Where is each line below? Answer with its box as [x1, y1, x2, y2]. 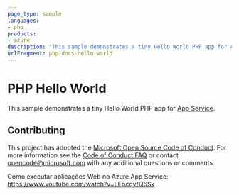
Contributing [7, 125, 65, 137]
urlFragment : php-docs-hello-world [7, 50, 113, 57]
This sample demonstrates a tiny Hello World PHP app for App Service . [7, 104, 216, 112]
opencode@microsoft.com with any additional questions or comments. [7, 158, 215, 167]
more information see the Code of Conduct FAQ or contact [7, 150, 179, 160]
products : [7, 30, 37, 38]
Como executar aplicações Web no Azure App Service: [7, 172, 169, 181]
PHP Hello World [7, 81, 107, 96]
